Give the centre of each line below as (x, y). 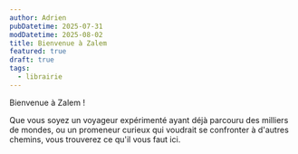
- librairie (40, 77)
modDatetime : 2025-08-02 (56, 34)
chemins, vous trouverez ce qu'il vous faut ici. (95, 139)
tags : (19, 69)
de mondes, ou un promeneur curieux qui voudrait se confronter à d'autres (149, 130)
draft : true (32, 60)
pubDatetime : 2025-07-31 (56, 26)
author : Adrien (38, 18)
